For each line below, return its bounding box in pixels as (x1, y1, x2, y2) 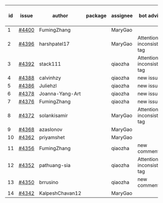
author (52, 12, 68, 19)
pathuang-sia (39, 162, 71, 169)
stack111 (39, 61, 62, 67)
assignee (111, 12, 133, 19)
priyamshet (39, 134, 65, 140)
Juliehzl (39, 83, 57, 89)
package (86, 12, 107, 19)
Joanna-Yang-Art (39, 90, 81, 97)
